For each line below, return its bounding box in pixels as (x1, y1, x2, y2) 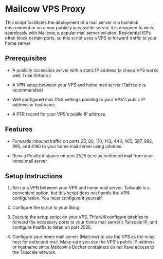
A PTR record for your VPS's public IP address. (12, 111, 107, 117)
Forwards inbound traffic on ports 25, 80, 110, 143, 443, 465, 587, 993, (12, 138, 153, 144)
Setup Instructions (5, 172, 63, 180)
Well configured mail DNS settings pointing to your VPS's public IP (12, 96, 145, 102)
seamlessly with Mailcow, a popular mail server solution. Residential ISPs (5, 30, 151, 36)
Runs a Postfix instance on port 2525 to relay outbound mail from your (12, 152, 153, 159)
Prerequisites (5, 55, 47, 63)
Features (5, 125, 33, 133)
